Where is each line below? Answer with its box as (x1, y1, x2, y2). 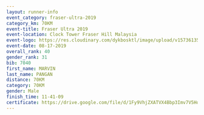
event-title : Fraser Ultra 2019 (6, 26, 88, 32)
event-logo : (6, 37, 36, 43)
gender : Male (6, 88, 39, 94)
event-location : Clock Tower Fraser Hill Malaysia (6, 32, 137, 38)
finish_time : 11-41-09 (6, 94, 64, 100)
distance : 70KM (6, 77, 45, 83)
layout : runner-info (6, 9, 59, 15)
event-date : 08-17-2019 (6, 43, 67, 49)
